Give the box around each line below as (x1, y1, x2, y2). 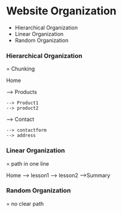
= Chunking (6, 65, 35, 72)
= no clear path (6, 200, 44, 207)
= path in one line (6, 160, 50, 167)
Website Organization (6, 4, 117, 18)
